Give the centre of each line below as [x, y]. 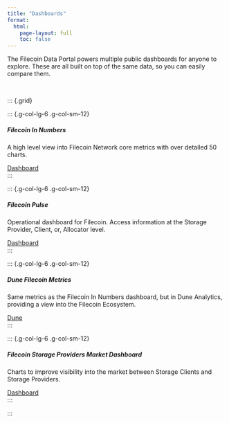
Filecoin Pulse [28, 204]
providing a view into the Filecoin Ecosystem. [72, 305]
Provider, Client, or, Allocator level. [56, 230]
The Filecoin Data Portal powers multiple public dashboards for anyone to [112, 59]
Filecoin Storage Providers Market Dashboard [75, 354]
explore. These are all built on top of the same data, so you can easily [106, 66]
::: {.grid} [20, 100]
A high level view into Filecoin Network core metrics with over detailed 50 [112, 147]
